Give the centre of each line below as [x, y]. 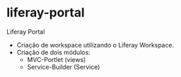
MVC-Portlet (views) [56, 59]
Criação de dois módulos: [54, 52]
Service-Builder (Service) [63, 67]
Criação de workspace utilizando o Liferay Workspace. [95, 45]
